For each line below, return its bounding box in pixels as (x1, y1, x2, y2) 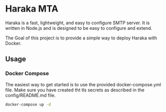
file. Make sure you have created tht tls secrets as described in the (5, 87, 145, 93)
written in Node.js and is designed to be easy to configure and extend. (5, 25, 152, 31)
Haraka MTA (5, 3, 58, 15)
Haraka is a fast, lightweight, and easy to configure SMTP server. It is (5, 20, 150, 26)
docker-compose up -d (5, 102, 51, 107)
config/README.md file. (5, 92, 56, 98)
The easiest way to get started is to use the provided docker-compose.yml (5, 81, 161, 87)
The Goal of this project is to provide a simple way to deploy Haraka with (5, 35, 157, 41)
